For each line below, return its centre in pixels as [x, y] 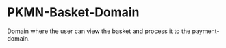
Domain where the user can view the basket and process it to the [99, 31]
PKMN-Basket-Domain [73, 13]
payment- [206, 31]
